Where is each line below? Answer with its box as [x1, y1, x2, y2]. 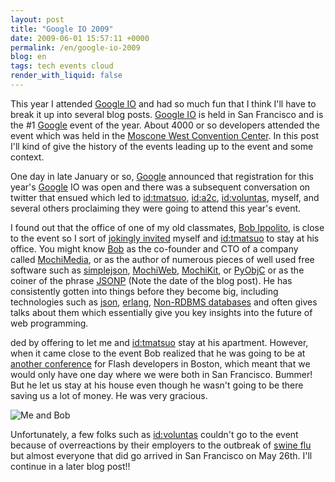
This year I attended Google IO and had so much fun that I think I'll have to [10, 97, 317, 110]
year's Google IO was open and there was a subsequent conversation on [10, 181, 311, 193]
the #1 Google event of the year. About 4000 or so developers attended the [10, 119, 320, 131]
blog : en [10, 52, 47, 62]
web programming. [10, 317, 89, 329]
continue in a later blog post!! [10, 460, 131, 472]
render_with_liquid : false [10, 71, 123, 81]
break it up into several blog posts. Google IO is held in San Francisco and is [10, 108, 324, 120]
